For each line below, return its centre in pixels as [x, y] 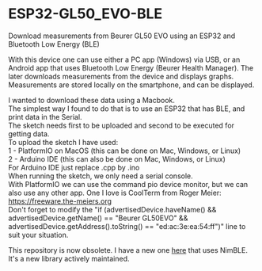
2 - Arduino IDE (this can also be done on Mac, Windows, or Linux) [117, 158]
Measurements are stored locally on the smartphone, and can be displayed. [131, 85]
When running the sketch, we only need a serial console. [101, 176]
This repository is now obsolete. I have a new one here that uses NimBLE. [128, 250]
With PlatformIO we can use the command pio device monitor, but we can [128, 184]
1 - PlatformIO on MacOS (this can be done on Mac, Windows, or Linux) [125, 151]
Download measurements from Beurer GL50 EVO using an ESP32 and [122, 36]
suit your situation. [38, 235]
